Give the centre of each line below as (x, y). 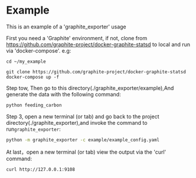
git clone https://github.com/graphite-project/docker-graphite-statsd (96, 72)
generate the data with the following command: (63, 94)
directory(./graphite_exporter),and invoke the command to (77, 122)
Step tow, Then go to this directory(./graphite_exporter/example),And (90, 88)
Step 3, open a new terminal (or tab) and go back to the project (83, 116)
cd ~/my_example (26, 62)
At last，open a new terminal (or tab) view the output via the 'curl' (86, 152)
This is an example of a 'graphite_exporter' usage (66, 27)
